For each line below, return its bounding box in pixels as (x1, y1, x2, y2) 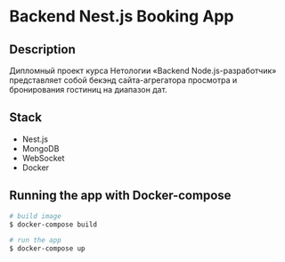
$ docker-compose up (9, 244, 86, 253)
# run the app (9, 236, 62, 245)
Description (9, 42, 76, 57)
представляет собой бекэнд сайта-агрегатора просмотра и (9, 75, 238, 86)
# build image (9, 211, 62, 220)
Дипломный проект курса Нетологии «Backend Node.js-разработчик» (9, 65, 277, 76)
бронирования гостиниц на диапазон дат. (9, 85, 167, 94)
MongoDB (21, 143, 60, 153)
